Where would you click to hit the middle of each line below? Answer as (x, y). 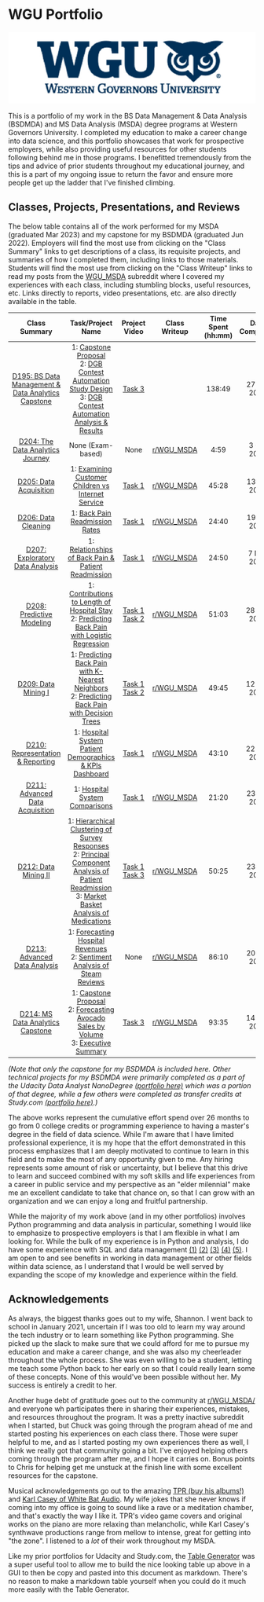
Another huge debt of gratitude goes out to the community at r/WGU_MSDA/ (132, 1400)
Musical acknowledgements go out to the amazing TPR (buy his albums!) (126, 1490)
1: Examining (91, 469)
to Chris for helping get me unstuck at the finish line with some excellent (125, 1467)
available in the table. (42, 301)
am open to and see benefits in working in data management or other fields (130, 1258)
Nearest (91, 680)
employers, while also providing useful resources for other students (117, 149)
